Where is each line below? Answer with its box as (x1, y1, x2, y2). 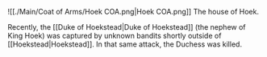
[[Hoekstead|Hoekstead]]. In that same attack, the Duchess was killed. (7, 39, 243, 49)
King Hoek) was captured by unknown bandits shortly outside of (7, 31, 222, 40)
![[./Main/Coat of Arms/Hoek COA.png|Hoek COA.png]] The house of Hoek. (7, 7, 260, 16)
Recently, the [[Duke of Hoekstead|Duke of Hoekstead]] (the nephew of (7, 22, 247, 31)
